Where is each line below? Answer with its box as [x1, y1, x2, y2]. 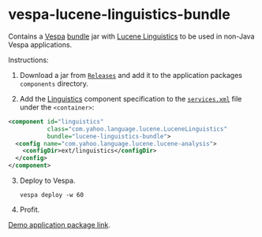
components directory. [19, 79, 89, 88]
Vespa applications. [8, 39, 73, 49]
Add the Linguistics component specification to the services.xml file [19, 94, 242, 103]
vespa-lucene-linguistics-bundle [8, 6, 230, 24]
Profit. [19, 205, 40, 214]
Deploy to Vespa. [19, 176, 76, 186]
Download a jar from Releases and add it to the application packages [19, 70, 243, 80]
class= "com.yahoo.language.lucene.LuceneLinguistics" [47, 124, 227, 133]
